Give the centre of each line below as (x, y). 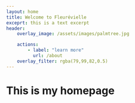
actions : (28, 45)
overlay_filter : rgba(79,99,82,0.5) (63, 61)
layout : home (22, 12)
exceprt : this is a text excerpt (48, 23)
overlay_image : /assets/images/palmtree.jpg (73, 34)
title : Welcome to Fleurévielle (46, 17)
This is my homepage (60, 90)
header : (16, 28)
